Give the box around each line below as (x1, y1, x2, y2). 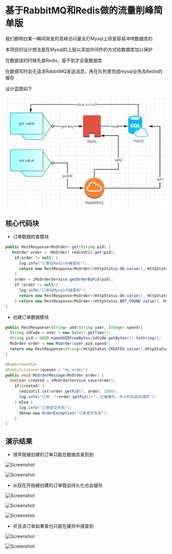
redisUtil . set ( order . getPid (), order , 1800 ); (18, 389, 118, 394)
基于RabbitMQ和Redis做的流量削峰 (5, 5, 154, 16)
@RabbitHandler (5, 361, 38, 367)
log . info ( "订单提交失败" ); (18, 405, 72, 410)
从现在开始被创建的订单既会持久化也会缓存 (12, 482, 103, 488)
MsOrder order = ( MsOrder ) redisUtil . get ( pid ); (12, 250, 116, 255)
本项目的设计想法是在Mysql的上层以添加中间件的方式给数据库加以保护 (5, 46, 153, 52)
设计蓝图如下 (5, 85, 32, 91)
